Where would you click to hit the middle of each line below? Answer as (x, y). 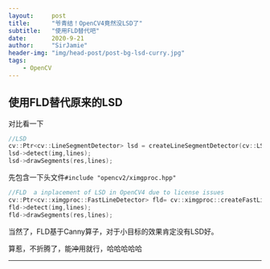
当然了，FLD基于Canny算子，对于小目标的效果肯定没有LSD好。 (113, 231)
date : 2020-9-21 (46, 38)
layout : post (37, 16)
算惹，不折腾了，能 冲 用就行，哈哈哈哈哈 (75, 248)
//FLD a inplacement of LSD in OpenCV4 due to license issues (117, 193)
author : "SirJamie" (48, 46)
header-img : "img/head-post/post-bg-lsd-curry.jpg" (96, 53)
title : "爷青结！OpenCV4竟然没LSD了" (76, 23)
